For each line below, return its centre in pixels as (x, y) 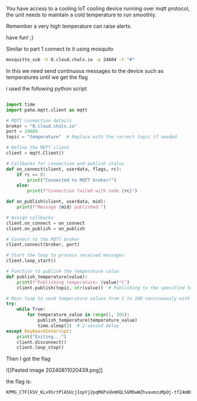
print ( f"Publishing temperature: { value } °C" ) (73, 282)
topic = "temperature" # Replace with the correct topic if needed (91, 137)
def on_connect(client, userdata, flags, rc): (64, 169)
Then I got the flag (28, 359)
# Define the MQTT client (38, 148)
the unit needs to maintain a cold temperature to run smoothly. (81, 15)
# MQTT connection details (39, 121)
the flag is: (19, 382)
